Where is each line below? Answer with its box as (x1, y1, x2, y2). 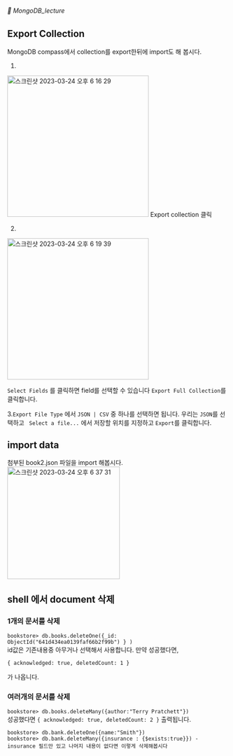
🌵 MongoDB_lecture (7, 6, 65, 15)
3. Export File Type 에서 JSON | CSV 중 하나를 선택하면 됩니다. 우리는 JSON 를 (7, 409, 218, 418)
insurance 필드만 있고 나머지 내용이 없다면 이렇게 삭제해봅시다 (7, 743, 168, 750)
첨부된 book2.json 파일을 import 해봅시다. (7, 458, 124, 467)
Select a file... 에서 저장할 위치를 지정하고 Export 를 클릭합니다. (29, 418, 212, 427)
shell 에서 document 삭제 (7, 593, 115, 605)
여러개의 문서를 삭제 (7, 692, 71, 702)
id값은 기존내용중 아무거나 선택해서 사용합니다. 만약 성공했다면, (7, 645, 179, 654)
